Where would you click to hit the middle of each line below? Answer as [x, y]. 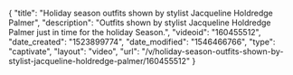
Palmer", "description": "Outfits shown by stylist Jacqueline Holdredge [140, 23]
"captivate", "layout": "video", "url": [74, 52]
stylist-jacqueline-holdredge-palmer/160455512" [99, 61]
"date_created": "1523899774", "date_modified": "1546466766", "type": [142, 42]
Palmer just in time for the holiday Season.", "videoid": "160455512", [135, 32]
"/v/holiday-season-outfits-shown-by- [213, 52]
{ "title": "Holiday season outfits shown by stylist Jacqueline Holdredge [141, 13]
